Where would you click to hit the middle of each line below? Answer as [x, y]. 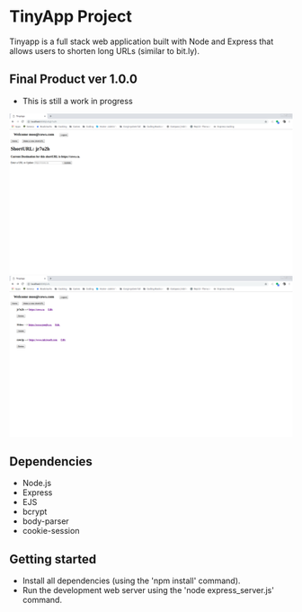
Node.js [37, 483]
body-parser [45, 521]
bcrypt [35, 512]
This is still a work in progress [77, 101]
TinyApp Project [71, 17]
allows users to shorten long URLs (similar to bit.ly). [105, 50]
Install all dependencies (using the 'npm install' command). [131, 581]
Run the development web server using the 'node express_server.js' [148, 590]
